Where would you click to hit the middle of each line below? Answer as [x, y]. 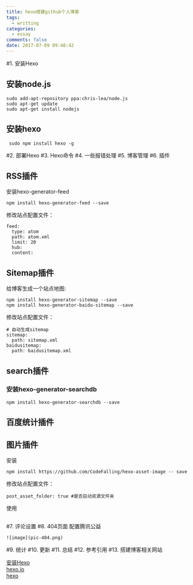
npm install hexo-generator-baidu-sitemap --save [70, 305]
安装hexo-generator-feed [38, 192]
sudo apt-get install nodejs [43, 109]
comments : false [27, 40]
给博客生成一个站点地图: [36, 289]
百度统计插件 [30, 422]
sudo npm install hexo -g [41, 143]
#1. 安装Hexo [22, 63]
